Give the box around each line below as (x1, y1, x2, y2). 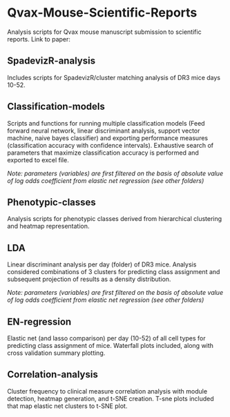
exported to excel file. (7, 155, 69, 164)
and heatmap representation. (7, 222, 90, 231)
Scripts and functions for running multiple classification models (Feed (7, 119, 205, 127)
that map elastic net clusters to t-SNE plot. (7, 402, 128, 410)
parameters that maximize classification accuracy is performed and (7, 148, 199, 157)
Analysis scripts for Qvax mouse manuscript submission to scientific (7, 28, 202, 36)
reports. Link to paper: (7, 35, 71, 43)
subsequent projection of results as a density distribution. (7, 275, 171, 284)
